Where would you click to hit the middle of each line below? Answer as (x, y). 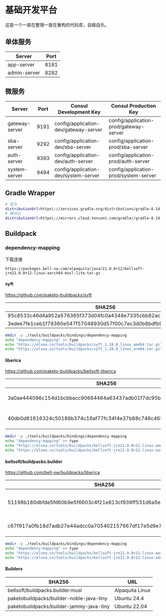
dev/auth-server (73, 161)
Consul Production (134, 106)
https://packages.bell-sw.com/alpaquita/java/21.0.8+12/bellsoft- (75, 269)
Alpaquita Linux (132, 590)
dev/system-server (77, 175)
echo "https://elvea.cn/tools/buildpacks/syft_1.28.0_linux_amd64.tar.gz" (84, 344)
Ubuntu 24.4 (129, 598)
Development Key (79, 112)
